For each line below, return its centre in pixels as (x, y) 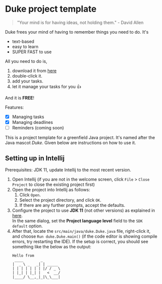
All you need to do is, (26, 61)
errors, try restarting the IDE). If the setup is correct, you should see (80, 241)
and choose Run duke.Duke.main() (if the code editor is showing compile (85, 236)
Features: (15, 107)
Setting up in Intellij (35, 158)
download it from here (34, 71)
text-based (23, 41)
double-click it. (27, 76)
